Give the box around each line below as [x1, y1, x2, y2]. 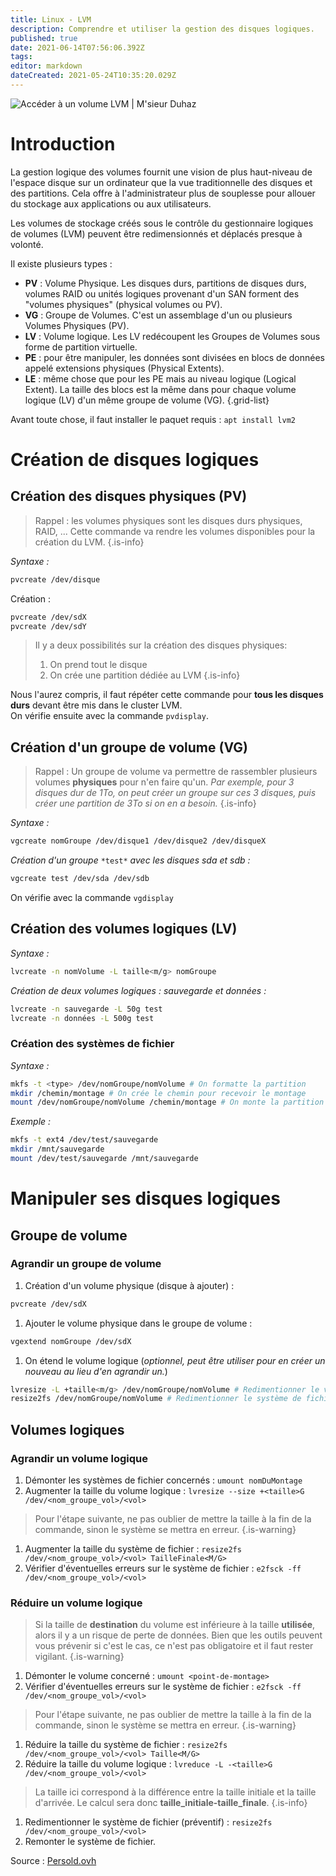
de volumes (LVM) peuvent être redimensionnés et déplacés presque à [10, 227, 303, 240]
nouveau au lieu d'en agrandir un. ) [24, 1365, 168, 1377]
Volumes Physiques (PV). [24, 319, 130, 331]
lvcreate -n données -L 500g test [10, 1013, 155, 1023]
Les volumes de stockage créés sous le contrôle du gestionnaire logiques [10, 217, 314, 229]
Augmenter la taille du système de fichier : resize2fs [24, 1543, 242, 1555]
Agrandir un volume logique [10, 1451, 149, 1465]
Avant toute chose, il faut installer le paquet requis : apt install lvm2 [10, 413, 296, 425]
